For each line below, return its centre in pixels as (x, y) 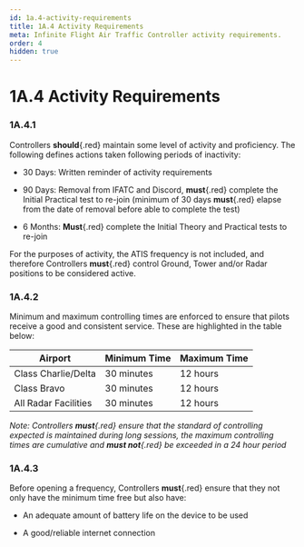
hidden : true (34, 52)
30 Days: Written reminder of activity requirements (118, 172)
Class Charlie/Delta (55, 373)
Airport (55, 358)
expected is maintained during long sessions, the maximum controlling (142, 435)
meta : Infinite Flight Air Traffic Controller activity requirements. (146, 35)
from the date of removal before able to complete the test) (131, 209)
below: (22, 335)
